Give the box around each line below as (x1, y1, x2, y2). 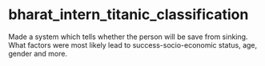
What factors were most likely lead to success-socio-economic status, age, (8, 40, 258, 49)
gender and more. (8, 49, 68, 58)
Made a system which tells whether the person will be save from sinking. (8, 32, 248, 41)
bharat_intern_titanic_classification (8, 6, 249, 24)
